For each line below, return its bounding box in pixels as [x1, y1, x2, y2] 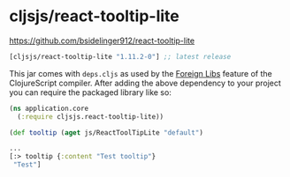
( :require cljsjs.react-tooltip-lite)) [17, 112, 164, 121]
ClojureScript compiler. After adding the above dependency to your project [9, 77, 281, 88]
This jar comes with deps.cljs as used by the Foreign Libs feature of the [9, 68, 272, 78]
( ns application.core [9, 104, 89, 113]
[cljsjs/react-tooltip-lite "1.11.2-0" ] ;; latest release [9, 52, 232, 61]
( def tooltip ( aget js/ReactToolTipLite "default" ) [9, 128, 203, 137]
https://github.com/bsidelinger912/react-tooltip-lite [9, 35, 195, 46]
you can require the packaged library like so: [9, 86, 172, 98]
